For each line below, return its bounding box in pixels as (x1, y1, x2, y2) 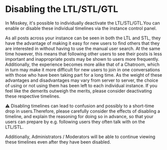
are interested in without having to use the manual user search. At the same (5, 45, 161, 51)
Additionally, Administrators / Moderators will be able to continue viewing (5, 134, 156, 140)
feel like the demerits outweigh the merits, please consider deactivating (5, 88, 152, 94)
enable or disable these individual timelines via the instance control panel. (5, 25, 157, 31)
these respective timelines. (5, 93, 61, 99)
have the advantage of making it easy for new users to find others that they (5, 40, 160, 46)
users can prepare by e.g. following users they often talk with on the (5, 119, 146, 125)
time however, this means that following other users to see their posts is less (5, 51, 162, 57)
